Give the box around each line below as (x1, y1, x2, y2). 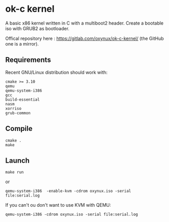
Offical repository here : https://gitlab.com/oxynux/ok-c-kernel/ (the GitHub (5, 35, 164, 41)
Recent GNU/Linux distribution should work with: (5, 69, 108, 75)
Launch (5, 156, 30, 165)
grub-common (5, 110, 31, 116)
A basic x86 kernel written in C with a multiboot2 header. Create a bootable (5, 20, 164, 26)
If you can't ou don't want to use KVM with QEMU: (5, 202, 111, 208)
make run (5, 170, 24, 175)
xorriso (5, 106, 22, 111)
